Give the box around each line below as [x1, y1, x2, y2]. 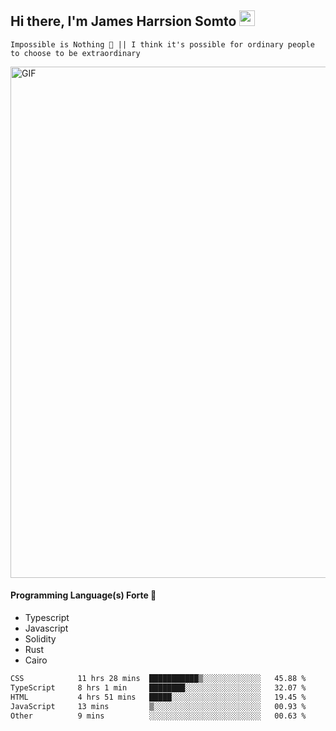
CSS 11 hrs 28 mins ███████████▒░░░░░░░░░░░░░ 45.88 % [10, 674, 307, 684]
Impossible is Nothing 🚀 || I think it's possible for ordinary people [10, 39, 315, 50]
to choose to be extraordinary [10, 48, 141, 58]
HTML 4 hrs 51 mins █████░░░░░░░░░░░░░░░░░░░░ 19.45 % [10, 692, 307, 702]
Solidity [24, 633, 57, 645]
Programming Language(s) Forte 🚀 [10, 589, 157, 601]
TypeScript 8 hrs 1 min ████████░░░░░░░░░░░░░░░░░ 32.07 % [10, 682, 307, 693]
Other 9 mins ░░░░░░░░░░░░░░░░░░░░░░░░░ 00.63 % [10, 711, 307, 721]
